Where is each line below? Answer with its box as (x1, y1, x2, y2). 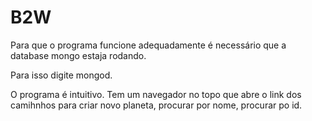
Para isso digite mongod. (10, 69, 113, 81)
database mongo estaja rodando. (10, 49, 147, 61)
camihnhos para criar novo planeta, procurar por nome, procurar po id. (10, 99, 303, 111)
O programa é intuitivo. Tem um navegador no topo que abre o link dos (10, 88, 302, 100)
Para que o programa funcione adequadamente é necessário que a (10, 39, 287, 51)
